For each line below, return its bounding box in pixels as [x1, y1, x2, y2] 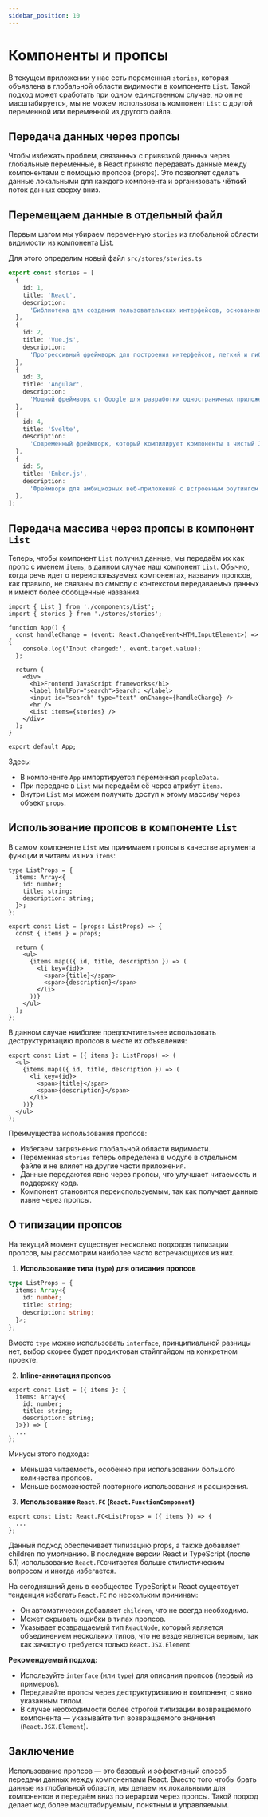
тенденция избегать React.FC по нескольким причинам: [8, 1590, 199, 1599]
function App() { [8, 624, 66, 632]
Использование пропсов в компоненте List [8, 821, 238, 834]
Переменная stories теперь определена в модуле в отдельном [19, 1152, 238, 1162]
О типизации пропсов [8, 1218, 123, 1232]
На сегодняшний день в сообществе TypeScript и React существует [8, 1581, 239, 1591]
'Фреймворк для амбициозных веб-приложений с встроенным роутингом [29, 485, 259, 493]
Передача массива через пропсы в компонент [8, 522, 254, 535]
